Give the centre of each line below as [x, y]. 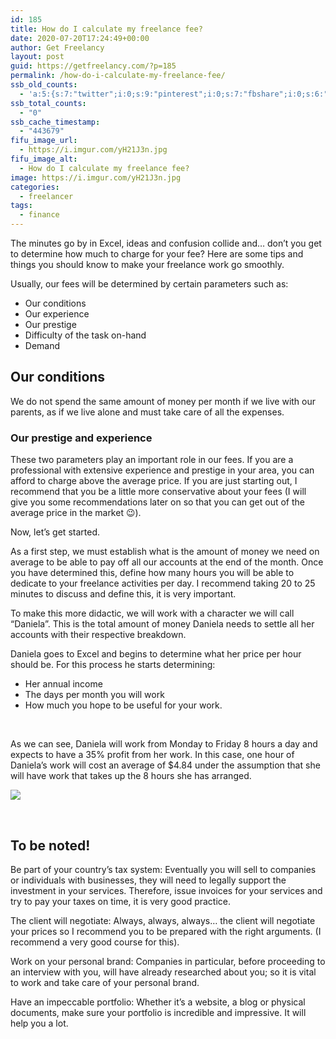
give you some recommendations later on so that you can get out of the [158, 502]
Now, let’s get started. [55, 532]
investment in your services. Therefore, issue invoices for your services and [166, 890]
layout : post [37, 57]
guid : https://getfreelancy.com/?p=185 [93, 66]
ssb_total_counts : [48, 103]
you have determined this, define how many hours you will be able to [152, 573]
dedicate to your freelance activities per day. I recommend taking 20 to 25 [163, 583]
